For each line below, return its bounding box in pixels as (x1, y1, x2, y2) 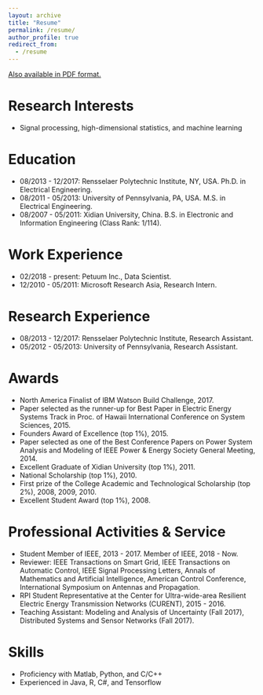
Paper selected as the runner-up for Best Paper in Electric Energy (19, 404, 232, 413)
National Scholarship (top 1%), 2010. (19, 470, 137, 480)
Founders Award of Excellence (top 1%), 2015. (19, 429, 169, 438)
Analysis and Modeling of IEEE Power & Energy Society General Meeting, (19, 445, 256, 455)
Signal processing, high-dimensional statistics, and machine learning (19, 123, 243, 132)
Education (8, 151, 76, 169)
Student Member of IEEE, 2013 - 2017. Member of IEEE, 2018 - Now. (19, 549, 239, 558)
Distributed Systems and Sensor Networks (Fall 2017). (19, 616, 195, 625)
